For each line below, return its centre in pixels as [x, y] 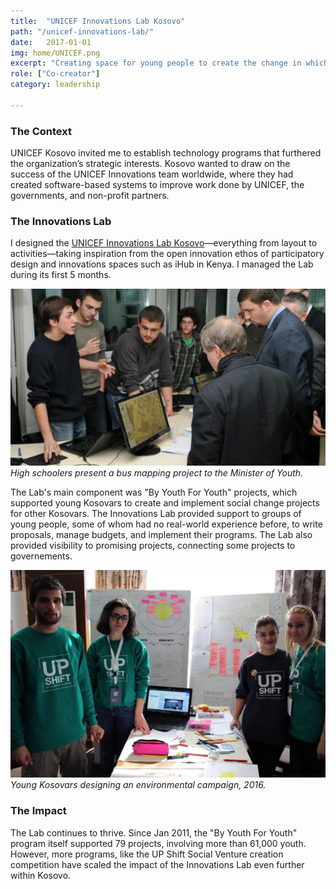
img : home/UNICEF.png [55, 53]
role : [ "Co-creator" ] [55, 74]
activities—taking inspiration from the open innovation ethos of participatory [167, 254]
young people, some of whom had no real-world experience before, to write [166, 524]
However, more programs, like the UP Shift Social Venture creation [147, 854]
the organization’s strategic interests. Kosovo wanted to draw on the [150, 164]
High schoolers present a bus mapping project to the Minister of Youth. [157, 473]
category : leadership [55, 85]
